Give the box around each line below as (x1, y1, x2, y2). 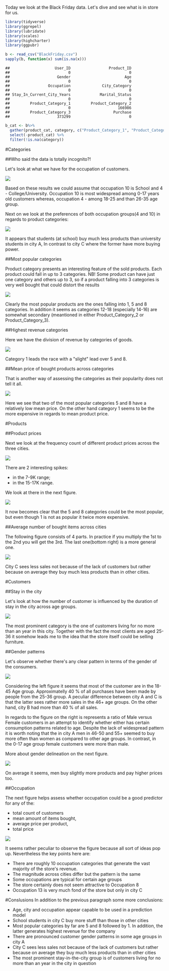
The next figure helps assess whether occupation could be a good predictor (5, 795, 163, 801)
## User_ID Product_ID (5, 66, 132, 71)
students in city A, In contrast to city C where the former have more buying (5, 240, 160, 247)
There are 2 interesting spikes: (5, 464, 69, 470)
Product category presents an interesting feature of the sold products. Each (5, 266, 162, 272)
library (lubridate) (5, 29, 46, 34)
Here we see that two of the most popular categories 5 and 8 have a (5, 400, 147, 406)
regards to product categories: (5, 216, 69, 222)
